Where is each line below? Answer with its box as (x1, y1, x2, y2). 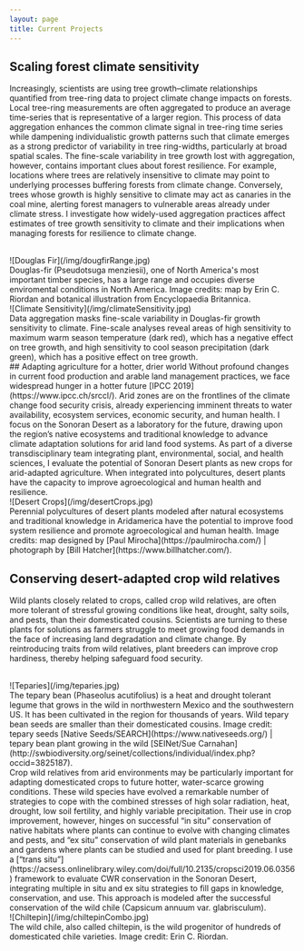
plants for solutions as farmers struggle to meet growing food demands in (9, 624, 285, 635)
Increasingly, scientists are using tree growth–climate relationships (9, 83, 259, 94)
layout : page (9, 15, 59, 24)
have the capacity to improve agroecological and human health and (9, 477, 261, 488)
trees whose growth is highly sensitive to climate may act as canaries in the (9, 189, 292, 200)
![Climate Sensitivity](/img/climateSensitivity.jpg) (9, 303, 192, 314)
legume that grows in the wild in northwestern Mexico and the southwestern (9, 699, 295, 710)
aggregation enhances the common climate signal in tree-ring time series (9, 122, 284, 133)
